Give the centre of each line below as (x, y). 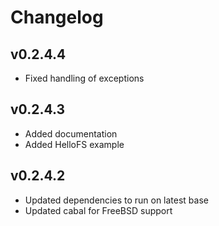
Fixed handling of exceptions (84, 78)
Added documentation (71, 133)
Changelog (57, 17)
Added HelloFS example (74, 144)
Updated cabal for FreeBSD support (98, 210)
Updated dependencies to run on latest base (116, 200)
